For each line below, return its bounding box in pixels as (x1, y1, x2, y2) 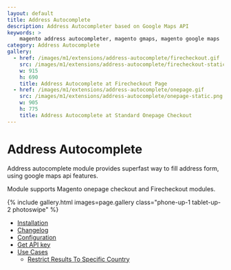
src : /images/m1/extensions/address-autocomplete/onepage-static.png (19, 93, 223, 100)
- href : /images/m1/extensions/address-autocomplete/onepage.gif (13, 86, 205, 93)
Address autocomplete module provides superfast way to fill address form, (7, 164, 219, 172)
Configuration (16, 233, 56, 241)
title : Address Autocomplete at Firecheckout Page (19, 80, 168, 87)
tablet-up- (192, 198, 221, 206)
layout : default (7, 10, 54, 17)
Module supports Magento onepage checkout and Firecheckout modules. (7, 184, 216, 193)
